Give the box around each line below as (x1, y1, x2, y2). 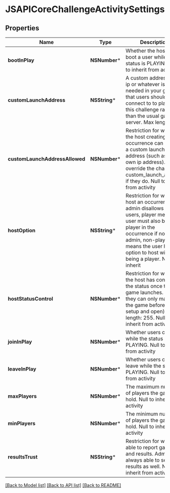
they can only (125, 295, 158, 302)
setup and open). (125, 308, 166, 315)
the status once (125, 282, 163, 290)
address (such (125, 152, 160, 159)
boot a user (125, 54, 153, 60)
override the (125, 165, 155, 172)
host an (125, 198, 144, 206)
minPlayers (8, 420, 35, 427)
